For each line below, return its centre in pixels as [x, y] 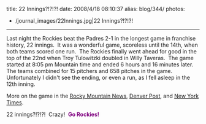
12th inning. [21, 84]
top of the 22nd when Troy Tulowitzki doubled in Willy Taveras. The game [100, 58]
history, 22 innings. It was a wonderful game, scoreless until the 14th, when [102, 45]
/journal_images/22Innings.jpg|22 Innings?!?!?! [74, 21]
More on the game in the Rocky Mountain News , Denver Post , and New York [103, 96]
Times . [15, 103]
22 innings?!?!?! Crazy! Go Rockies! [53, 114]
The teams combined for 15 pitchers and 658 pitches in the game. [90, 71]
